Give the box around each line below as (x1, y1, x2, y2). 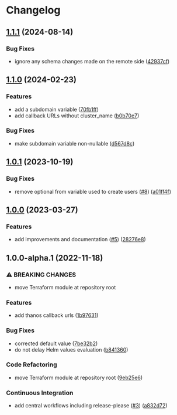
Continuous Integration (6, 389, 74, 397)
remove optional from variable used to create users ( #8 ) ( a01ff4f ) (14, 188, 171, 195)
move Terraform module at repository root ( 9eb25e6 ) (14, 374, 143, 381)
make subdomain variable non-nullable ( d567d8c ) (14, 140, 135, 147)
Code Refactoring (6, 360, 57, 369)
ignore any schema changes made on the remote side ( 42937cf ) (14, 58, 170, 65)
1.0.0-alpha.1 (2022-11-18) (6, 253, 103, 263)
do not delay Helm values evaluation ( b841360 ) (14, 346, 129, 353)
